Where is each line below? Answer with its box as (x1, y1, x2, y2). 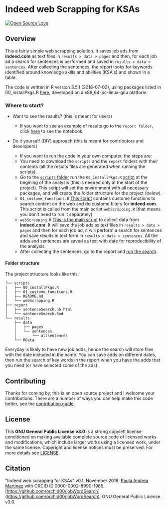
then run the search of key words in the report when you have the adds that (5, 357, 161, 363)
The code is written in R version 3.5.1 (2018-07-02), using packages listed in (5, 84, 161, 90)
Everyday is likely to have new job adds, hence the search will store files (5, 346, 154, 352)
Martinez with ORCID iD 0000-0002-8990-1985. (5, 482, 105, 488)
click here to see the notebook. (19, 128, 84, 134)
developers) (12, 143, 37, 149)
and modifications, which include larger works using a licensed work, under (5, 439, 161, 445)
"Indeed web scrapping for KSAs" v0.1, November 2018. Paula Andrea (5, 477, 149, 483)
